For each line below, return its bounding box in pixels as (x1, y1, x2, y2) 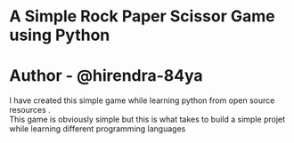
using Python (9, 25, 110, 45)
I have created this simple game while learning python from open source (9, 95, 275, 106)
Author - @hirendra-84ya (9, 66, 203, 86)
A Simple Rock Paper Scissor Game (9, 6, 275, 27)
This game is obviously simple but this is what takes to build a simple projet (9, 114, 286, 125)
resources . (9, 105, 51, 115)
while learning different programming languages (9, 123, 186, 134)
